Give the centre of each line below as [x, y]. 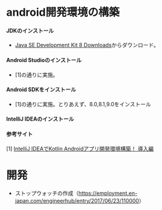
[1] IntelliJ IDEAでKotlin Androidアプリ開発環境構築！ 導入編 [80, 148]
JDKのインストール [30, 30]
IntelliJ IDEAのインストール [40, 119]
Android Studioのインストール [44, 60]
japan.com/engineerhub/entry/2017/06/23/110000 [77, 200]
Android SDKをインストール [41, 90]
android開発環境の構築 [63, 12]
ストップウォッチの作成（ [47, 193]
